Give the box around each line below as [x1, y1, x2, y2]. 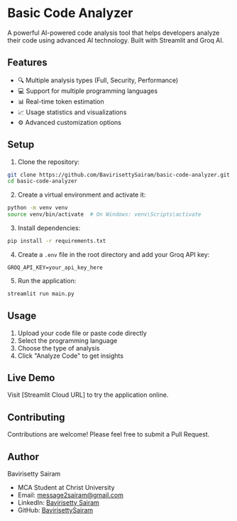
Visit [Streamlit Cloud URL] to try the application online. [7, 390, 169, 399]
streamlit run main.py [7, 290, 75, 297]
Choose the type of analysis [17, 344, 100, 352]
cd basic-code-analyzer [7, 177, 78, 185]
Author [7, 451, 39, 463]
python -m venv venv [7, 204, 69, 212]
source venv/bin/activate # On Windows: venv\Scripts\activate [7, 211, 202, 218]
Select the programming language [17, 336, 118, 345]
